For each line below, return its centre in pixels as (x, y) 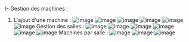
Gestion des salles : (61, 26)
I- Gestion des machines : (37, 9)
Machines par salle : (83, 33)
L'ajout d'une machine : (42, 20)
